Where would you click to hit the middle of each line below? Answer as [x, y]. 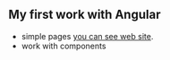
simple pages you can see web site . [87, 36]
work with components [64, 46]
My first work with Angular [85, 15]
